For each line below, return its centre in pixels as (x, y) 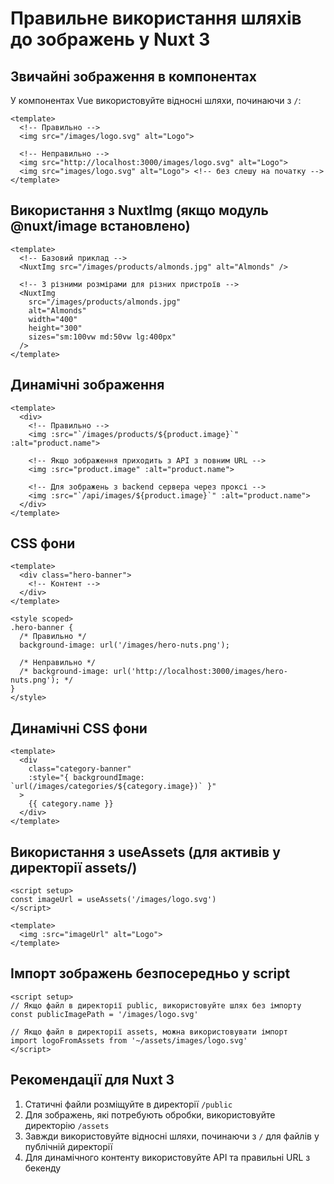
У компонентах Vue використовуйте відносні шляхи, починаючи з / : (156, 100)
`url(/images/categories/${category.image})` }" (113, 787)
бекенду (43, 1168)
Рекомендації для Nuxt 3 (92, 1080)
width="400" (53, 319)
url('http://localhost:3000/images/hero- (200, 672)
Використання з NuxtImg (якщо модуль (139, 210)
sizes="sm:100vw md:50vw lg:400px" (102, 337)
